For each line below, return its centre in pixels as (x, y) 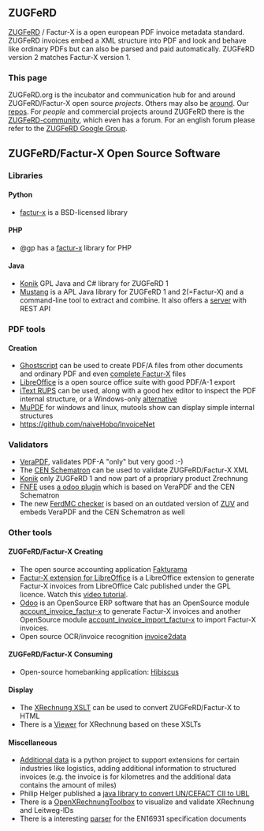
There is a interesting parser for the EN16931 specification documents (133, 819)
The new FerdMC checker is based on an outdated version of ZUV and (134, 504)
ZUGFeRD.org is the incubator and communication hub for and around (122, 95)
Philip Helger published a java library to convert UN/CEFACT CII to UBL (134, 794)
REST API (35, 309)
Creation (23, 348)
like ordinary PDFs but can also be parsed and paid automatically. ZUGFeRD (131, 49)
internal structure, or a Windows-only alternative (98, 399)
